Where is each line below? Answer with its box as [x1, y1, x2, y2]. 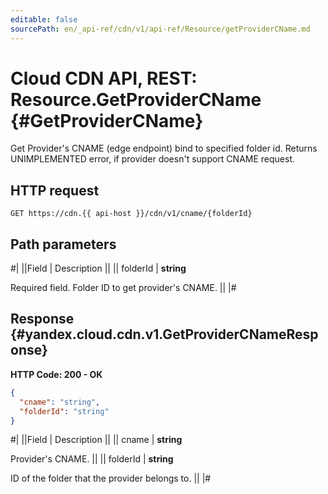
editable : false [10, 14, 78, 25]
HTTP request [10, 182, 100, 199]
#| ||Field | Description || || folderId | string [10, 262, 187, 275]
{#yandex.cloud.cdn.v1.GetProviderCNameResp [10, 326, 319, 343]
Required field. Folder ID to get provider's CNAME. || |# [10, 282, 237, 294]
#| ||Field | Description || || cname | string [10, 434, 183, 446]
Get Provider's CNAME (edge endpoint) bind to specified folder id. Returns [10, 142, 318, 155]
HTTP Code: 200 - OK [10, 368, 103, 380]
